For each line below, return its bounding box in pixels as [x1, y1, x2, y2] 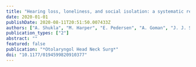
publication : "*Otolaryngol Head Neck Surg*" [6, 47, 118, 52]
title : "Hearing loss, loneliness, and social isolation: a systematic [6, 8, 184, 15]
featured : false [6, 41, 45, 47]
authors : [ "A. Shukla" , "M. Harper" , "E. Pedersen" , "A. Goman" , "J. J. [6, 24, 187, 31]
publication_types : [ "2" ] [6, 30, 69, 36]
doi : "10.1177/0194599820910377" [6, 52, 87, 58]
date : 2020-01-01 [6, 14, 48, 20]
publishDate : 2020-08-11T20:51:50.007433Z [6, 19, 111, 25]
